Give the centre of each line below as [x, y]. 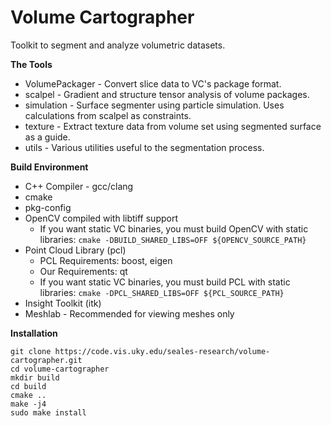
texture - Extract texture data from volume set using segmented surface [173, 126]
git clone [31, 351]
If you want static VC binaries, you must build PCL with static [165, 282]
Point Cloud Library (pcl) [75, 250]
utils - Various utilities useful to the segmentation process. [144, 147]
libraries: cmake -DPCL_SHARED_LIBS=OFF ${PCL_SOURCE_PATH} [162, 292]
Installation [34, 333]
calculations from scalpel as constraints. [108, 115]
